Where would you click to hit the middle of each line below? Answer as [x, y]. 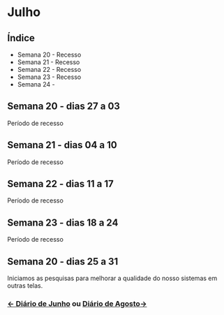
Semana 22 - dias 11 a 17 [60, 184]
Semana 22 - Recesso [49, 69]
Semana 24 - [36, 84]
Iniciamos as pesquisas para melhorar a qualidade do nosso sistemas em [112, 278]
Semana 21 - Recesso [48, 62]
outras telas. [25, 286]
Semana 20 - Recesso [49, 54]
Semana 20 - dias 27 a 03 [64, 107]
